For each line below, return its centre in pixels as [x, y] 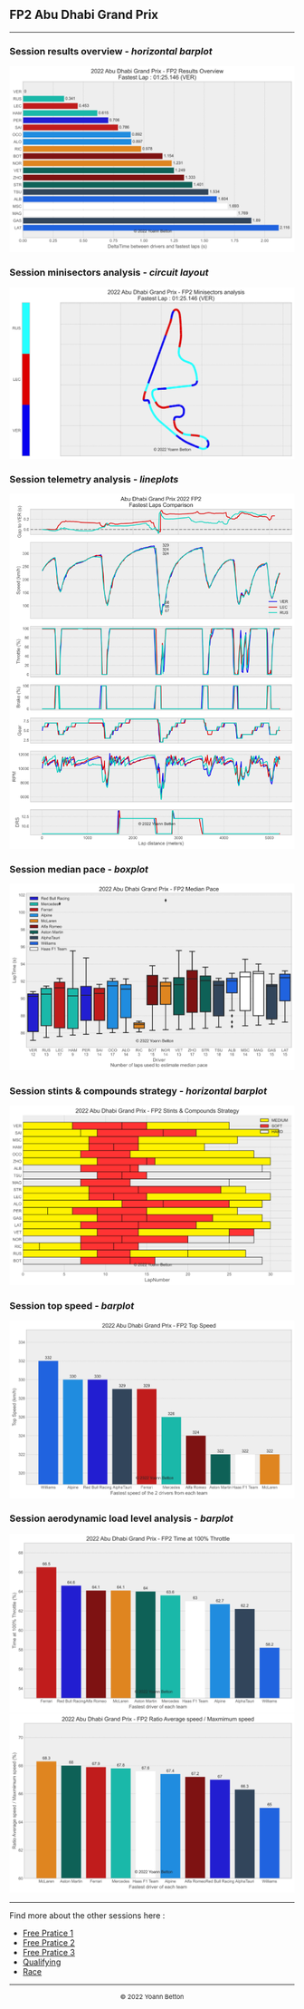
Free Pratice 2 [48, 1943]
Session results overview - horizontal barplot [111, 51]
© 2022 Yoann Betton [152, 1997]
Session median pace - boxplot [79, 869]
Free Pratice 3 [48, 1953]
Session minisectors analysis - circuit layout [109, 272]
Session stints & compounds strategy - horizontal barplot [138, 1091]
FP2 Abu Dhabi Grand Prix [84, 15]
